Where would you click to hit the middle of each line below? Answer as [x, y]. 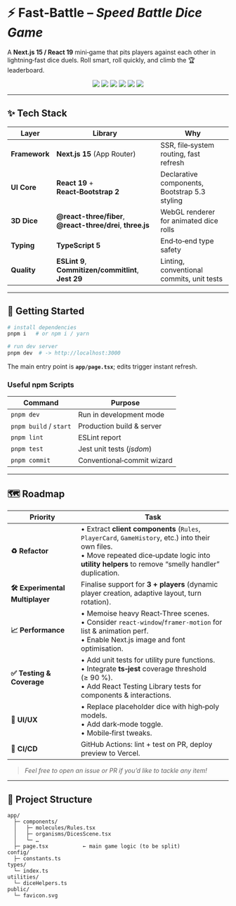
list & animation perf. [114, 631]
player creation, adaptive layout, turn [141, 593]
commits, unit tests [192, 279]
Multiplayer [31, 599]
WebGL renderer [188, 212]
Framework [30, 153]
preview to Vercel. [110, 753]
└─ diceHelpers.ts [41, 883]
